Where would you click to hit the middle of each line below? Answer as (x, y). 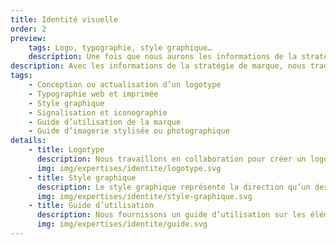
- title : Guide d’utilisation (91, 206)
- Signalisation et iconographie (98, 112)
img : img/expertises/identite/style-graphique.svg (144, 196)
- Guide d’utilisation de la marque (105, 122)
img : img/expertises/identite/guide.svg (122, 224)
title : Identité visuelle (64, 19)
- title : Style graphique (82, 177)
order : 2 (28, 29)
